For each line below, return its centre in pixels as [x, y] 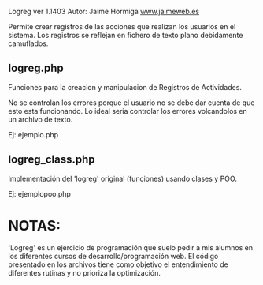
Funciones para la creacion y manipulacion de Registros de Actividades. [125, 87]
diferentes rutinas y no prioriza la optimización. [85, 272]
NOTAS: [35, 225]
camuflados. [28, 43]
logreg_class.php [52, 160]
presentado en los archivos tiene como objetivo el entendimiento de [118, 264]
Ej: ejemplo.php [33, 134]
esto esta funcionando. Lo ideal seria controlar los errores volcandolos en [128, 111]
